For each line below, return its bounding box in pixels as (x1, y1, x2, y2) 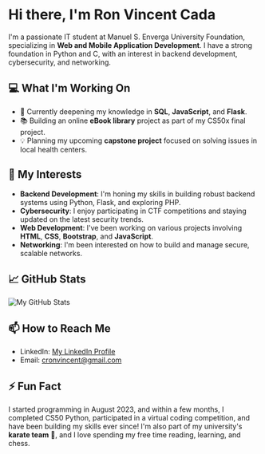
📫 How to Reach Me (8, 322, 111, 335)
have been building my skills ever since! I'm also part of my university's (8, 421, 243, 431)
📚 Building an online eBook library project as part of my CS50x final (19, 116, 246, 125)
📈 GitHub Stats (8, 272, 86, 286)
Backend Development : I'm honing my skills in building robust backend (19, 189, 255, 199)
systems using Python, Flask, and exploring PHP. (19, 197, 181, 207)
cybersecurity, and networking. (8, 57, 112, 67)
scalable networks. (19, 248, 82, 258)
